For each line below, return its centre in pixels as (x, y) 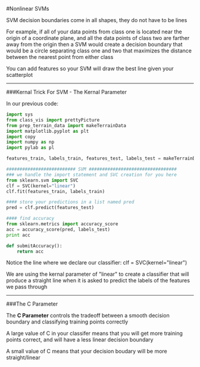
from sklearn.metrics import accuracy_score (62, 224)
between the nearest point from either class (60, 57)
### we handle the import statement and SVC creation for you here (92, 175)
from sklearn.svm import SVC (42, 180)
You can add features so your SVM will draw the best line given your (90, 69)
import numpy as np (30, 142)
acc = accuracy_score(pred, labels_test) (58, 229)
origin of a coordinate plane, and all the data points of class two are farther (98, 38)
